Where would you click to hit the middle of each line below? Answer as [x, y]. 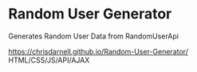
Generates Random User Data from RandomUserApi [94, 36]
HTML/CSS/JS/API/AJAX [49, 60]
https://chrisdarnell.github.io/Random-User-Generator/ [98, 51]
